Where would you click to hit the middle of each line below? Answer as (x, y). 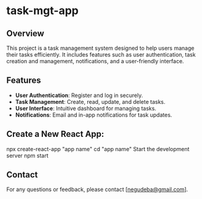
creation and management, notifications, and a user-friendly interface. (95, 61)
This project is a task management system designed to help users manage (100, 48)
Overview (25, 33)
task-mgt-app (42, 11)
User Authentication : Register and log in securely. (79, 95)
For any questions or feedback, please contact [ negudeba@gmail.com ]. (97, 189)
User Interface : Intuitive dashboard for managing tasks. (86, 108)
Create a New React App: (55, 134)
